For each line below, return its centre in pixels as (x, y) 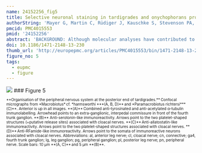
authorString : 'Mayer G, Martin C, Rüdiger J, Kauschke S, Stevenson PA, (101, 23)
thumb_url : (20, 51)
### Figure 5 (30, 91)
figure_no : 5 (23, 56)
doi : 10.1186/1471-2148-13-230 (45, 45)
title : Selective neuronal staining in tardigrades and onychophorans (96, 17)
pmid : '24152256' (28, 34)
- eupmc (21, 67)
